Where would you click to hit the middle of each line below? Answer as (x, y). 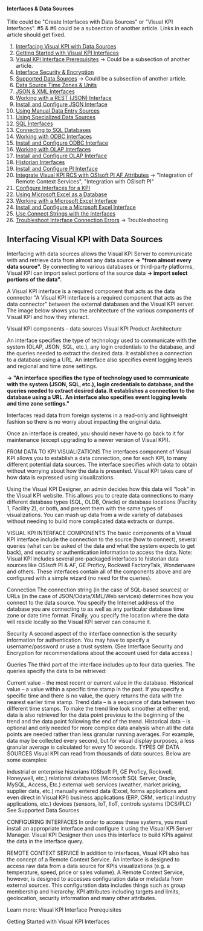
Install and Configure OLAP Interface (61, 156)
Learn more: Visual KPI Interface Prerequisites (64, 910)
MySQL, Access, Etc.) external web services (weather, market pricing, (94, 785)
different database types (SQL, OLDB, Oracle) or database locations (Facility (102, 502)
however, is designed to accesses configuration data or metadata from (95, 879)
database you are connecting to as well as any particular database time (96, 609)
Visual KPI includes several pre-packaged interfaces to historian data (93, 559)
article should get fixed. (36, 35)
